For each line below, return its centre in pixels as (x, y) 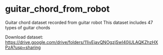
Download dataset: (24, 37)
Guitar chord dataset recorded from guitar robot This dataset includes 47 (79, 22)
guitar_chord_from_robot (57, 9)
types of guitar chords (28, 27)
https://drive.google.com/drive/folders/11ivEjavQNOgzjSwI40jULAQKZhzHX (82, 42)
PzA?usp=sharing (23, 47)
